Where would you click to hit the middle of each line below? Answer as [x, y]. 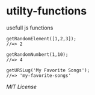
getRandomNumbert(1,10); [37, 54]
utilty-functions [47, 11]
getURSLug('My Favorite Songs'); [48, 70]
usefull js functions [30, 28]
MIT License [22, 87]
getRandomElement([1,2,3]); [41, 38]
